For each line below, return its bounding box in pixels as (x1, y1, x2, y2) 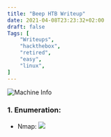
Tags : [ (7, 29, 30, 37)
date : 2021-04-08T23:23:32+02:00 (7, 17, 105, 24)
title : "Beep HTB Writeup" (7, 10, 86, 17)
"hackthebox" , (20, 43, 61, 50)
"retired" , (20, 50, 52, 57)
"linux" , (20, 62, 45, 69)
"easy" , (20, 56, 42, 63)
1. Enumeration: (7, 106, 61, 115)
